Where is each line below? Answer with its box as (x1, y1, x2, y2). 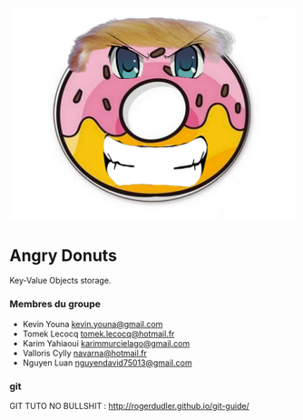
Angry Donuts (9, 245, 118, 265)
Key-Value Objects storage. (9, 275, 112, 286)
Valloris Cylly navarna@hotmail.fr (22, 347, 148, 358)
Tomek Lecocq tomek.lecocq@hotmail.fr (22, 328, 175, 339)
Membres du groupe (9, 298, 102, 311)
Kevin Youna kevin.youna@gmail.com (22, 318, 163, 329)
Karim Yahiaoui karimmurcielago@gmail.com (22, 337, 191, 348)
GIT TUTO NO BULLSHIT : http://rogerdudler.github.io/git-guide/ (9, 401, 249, 412)
